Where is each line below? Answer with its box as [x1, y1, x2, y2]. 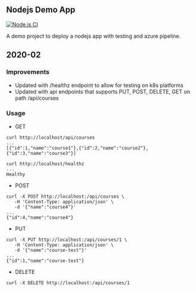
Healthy [6, 171, 26, 177]
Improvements [6, 68, 50, 76]
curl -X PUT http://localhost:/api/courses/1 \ [6, 237, 128, 243]
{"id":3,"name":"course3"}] [6, 150, 77, 156]
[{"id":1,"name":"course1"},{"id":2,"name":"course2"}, [6, 145, 149, 151]
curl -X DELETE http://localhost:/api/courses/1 [6, 279, 130, 286]
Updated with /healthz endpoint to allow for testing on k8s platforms [14, 81, 184, 89]
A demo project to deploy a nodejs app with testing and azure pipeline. [6, 32, 181, 40]
